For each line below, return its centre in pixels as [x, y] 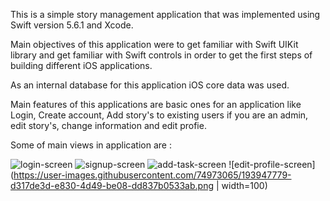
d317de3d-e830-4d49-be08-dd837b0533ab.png [112, 185]
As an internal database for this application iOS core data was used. [150, 85]
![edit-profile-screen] [272, 164]
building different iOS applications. [81, 65]
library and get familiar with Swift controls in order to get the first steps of [161, 55]
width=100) [244, 185]
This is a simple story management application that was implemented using [165, 14]
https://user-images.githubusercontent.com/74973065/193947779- [152, 175]
